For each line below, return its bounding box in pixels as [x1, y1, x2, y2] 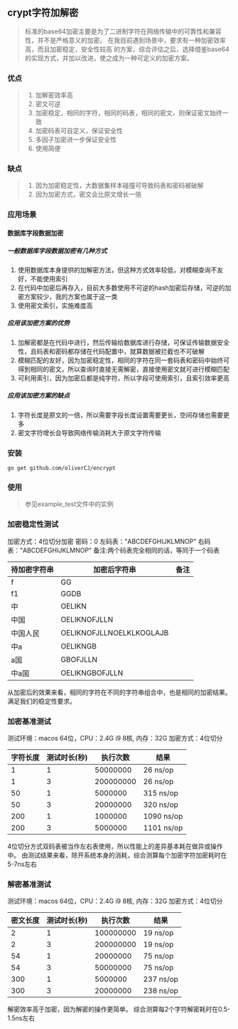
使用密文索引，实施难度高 [17, 301, 93, 310]
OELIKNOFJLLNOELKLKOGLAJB [60, 627, 169, 637]
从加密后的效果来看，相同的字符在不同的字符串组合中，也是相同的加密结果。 [7, 688, 232, 696]
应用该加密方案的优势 [7, 319, 70, 328]
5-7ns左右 [7, 860, 38, 869]
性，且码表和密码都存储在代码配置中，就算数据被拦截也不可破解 [17, 347, 205, 355]
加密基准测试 [7, 716, 52, 726]
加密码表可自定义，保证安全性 [35, 127, 123, 135]
